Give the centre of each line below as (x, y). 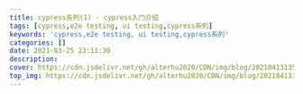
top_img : (26, 76)
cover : (22, 68)
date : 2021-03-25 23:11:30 (60, 51)
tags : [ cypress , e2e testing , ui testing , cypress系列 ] (111, 26)
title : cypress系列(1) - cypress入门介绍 (84, 17)
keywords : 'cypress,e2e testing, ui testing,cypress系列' (119, 34)
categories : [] (38, 43)
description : (34, 59)
